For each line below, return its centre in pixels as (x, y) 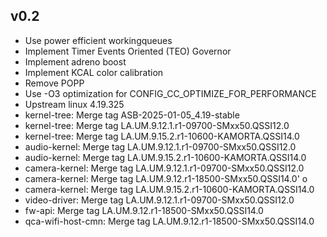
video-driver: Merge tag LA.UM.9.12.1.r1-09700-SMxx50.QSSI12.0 (159, 200)
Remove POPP (54, 83)
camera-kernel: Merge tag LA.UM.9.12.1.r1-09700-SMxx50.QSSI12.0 (164, 168)
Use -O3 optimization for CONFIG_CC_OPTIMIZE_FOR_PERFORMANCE (170, 93)
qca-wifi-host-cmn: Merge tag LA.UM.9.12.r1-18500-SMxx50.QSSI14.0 (169, 221)
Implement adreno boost (75, 61)
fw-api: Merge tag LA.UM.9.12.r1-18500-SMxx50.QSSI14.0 (144, 210)
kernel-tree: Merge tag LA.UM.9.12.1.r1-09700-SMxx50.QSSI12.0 (157, 125)
